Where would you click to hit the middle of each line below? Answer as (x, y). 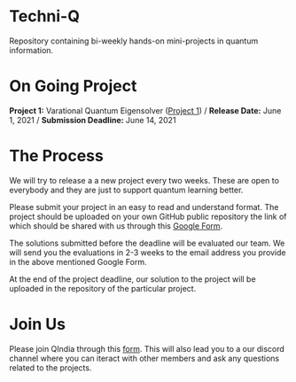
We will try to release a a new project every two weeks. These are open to (144, 180)
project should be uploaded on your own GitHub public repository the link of (148, 216)
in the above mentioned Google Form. (78, 261)
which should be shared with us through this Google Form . (116, 226)
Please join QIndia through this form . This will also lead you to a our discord (147, 348)
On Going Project (73, 86)
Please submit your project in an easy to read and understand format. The (144, 207)
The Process (56, 156)
